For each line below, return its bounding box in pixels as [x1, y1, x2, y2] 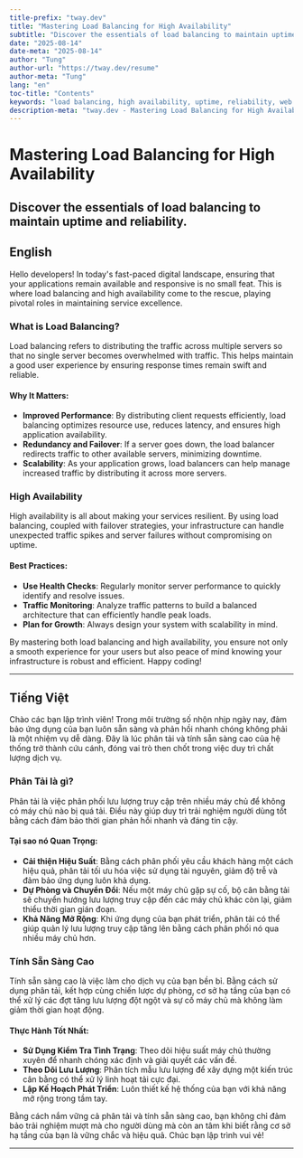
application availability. [22, 429, 107, 440]
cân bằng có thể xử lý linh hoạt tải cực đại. [22, 1074, 180, 1085]
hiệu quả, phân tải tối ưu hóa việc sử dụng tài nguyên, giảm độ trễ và [22, 865, 278, 876]
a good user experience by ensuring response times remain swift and [9, 359, 268, 371]
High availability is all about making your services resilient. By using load [9, 511, 280, 522]
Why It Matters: [9, 390, 69, 400]
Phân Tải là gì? [9, 775, 74, 787]
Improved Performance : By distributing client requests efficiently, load [22, 410, 286, 421]
